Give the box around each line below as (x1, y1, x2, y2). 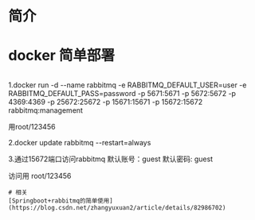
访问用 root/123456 (8, 172, 72, 181)
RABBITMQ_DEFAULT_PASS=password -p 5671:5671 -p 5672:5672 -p (8, 89, 237, 98)
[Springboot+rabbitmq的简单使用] (8, 197, 113, 205)
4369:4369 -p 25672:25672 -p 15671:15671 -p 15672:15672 (8, 97, 203, 107)
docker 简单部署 (8, 47, 116, 64)
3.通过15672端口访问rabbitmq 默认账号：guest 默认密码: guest (8, 154, 214, 164)
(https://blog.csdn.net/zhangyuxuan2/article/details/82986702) (8, 204, 226, 212)
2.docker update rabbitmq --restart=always (8, 138, 151, 148)
